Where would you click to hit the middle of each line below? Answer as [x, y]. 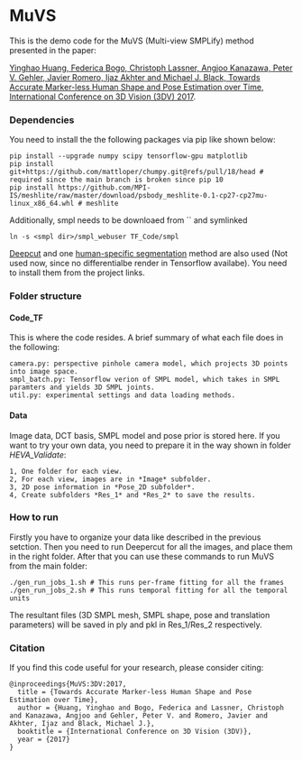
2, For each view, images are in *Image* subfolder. [110, 479]
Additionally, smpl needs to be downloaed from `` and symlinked [128, 220]
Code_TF [26, 318]
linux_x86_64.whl [42, 204]
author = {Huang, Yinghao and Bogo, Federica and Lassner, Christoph [151, 708]
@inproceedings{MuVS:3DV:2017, [68, 684]
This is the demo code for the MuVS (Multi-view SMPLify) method [132, 41]
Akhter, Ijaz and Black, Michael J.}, [82, 724]
